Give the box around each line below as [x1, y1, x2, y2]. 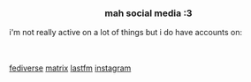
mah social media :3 [104, 7, 193, 19]
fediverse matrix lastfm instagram [9, 63, 132, 73]
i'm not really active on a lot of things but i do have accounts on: [9, 27, 243, 38]
